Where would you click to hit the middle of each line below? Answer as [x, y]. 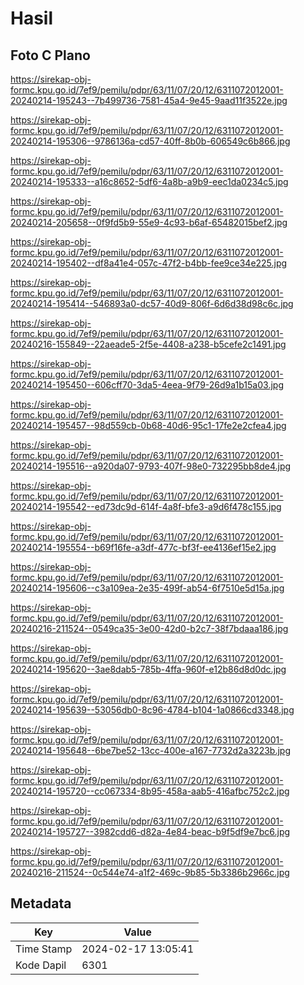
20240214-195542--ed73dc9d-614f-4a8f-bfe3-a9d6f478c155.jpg [146, 506]
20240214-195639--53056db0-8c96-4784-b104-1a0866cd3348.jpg [152, 710]
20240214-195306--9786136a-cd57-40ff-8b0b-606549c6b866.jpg [150, 141]
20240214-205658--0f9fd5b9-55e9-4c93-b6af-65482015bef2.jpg [149, 222]
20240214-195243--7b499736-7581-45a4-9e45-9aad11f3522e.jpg [149, 100]
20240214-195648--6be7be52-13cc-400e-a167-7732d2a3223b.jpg [150, 750]
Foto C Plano [50, 55]
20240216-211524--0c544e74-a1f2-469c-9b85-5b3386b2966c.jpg [150, 872]
